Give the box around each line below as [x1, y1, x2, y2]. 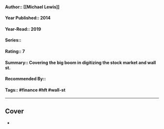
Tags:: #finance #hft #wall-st [5, 87, 66, 92]
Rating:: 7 [5, 48, 25, 54]
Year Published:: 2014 [5, 15, 51, 21]
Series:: [5, 37, 21, 43]
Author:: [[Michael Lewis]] [5, 4, 60, 10]
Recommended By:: [5, 76, 46, 82]
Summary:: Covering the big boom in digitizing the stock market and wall [5, 59, 156, 65]
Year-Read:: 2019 [5, 26, 41, 32]
